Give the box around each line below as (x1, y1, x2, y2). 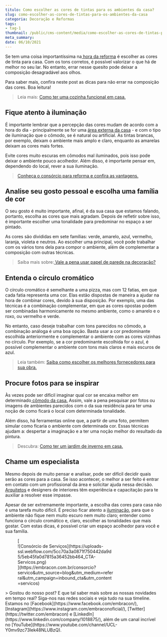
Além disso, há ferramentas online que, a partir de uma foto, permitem (5, 418, 149, 424)
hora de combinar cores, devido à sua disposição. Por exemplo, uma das (5, 298, 155, 304)
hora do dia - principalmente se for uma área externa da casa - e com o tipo (5, 127, 161, 133)
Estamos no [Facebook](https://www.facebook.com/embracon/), (5, 600, 138, 606)
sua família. (5, 528, 29, 534)
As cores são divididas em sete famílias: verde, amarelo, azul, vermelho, (5, 234, 153, 240)
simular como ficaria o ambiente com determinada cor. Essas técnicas (5, 423, 149, 429)
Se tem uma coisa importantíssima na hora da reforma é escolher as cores (5, 53, 158, 59)
